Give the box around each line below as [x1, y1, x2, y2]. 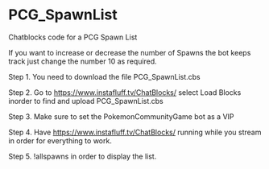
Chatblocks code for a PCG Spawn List [8, 32, 138, 42]
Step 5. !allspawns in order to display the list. [8, 151, 157, 161]
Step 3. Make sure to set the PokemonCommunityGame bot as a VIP [8, 111, 235, 122]
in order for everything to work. [8, 135, 113, 146]
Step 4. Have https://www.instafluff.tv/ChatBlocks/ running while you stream [8, 127, 262, 137]
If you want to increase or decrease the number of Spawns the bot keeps [8, 47, 251, 57]
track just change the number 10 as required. [8, 56, 157, 66]
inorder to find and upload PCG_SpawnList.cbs [8, 96, 163, 105]
